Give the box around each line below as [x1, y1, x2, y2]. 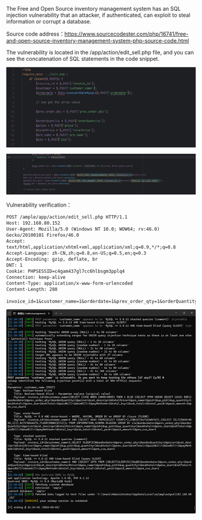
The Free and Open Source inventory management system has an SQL [6, 5, 182, 12]
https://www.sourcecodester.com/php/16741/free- [64, 30, 189, 37]
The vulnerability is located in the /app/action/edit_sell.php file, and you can [6, 49, 194, 56]
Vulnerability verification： [6, 201, 72, 208]
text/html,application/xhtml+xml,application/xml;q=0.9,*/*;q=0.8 [6, 244, 176, 251]
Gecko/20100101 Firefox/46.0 [6, 232, 79, 239]
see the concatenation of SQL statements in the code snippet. [6, 55, 160, 62]
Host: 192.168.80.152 [6, 220, 61, 227]
